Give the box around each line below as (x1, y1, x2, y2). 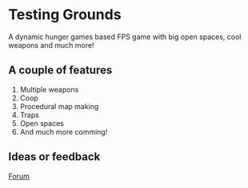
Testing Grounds (8, 6, 122, 24)
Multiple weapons (19, 84, 79, 94)
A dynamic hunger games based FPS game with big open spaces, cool (8, 32, 242, 41)
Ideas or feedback (8, 150, 101, 164)
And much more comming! (19, 127, 108, 136)
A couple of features (8, 64, 113, 77)
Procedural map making (19, 101, 99, 111)
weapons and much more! (8, 40, 94, 49)
